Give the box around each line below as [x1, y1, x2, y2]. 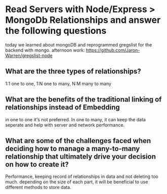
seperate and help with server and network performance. [5, 122, 125, 128]
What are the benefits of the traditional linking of [5, 95, 162, 104]
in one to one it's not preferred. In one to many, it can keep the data [5, 116, 146, 122]
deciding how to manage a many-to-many [5, 144, 140, 153]
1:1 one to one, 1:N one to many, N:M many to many [5, 80, 111, 86]
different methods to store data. [5, 184, 72, 190]
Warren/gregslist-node [5, 52, 53, 59]
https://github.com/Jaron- [86, 47, 140, 53]
